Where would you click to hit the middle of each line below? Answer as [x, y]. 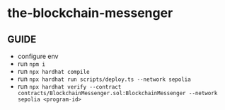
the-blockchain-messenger [90, 13]
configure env [38, 56]
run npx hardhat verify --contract [69, 86]
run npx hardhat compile [53, 71]
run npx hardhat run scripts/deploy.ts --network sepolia [104, 79]
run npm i [31, 64]
